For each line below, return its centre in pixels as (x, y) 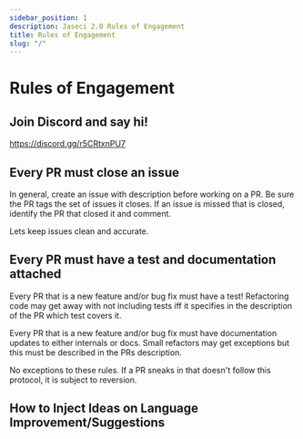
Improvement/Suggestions (87, 423)
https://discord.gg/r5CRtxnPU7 (67, 144)
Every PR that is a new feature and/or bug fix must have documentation (143, 332)
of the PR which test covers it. (66, 315)
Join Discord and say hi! (79, 122)
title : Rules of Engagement (63, 35)
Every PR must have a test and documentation (143, 260)
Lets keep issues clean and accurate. (79, 231)
